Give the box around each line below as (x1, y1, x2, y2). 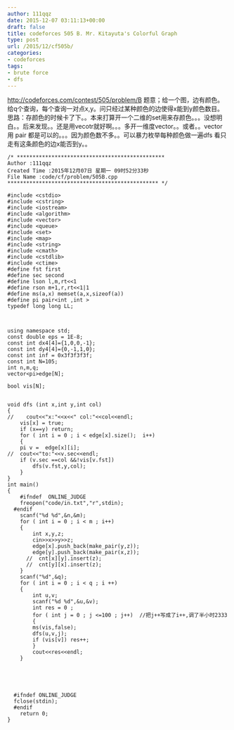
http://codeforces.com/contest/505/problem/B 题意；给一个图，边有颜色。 (7, 96, 224, 104)
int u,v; (32, 592, 58, 599)
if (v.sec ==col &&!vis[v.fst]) (20, 456, 115, 464)
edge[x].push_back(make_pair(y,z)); (32, 543, 140, 550)
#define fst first (7, 266, 61, 273)
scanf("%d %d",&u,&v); (32, 598, 99, 606)
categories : (7, 50, 42, 57)
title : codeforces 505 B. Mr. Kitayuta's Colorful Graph (7, 30, 178, 37)
